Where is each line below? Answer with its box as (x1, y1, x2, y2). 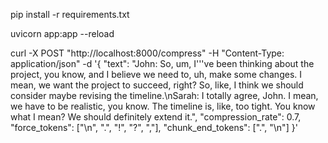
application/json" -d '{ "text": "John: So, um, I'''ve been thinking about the (10, 58, 315, 69)
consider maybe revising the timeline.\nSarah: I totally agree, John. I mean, (10, 90, 319, 101)
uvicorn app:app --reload (10, 28, 115, 39)
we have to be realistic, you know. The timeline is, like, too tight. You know (10, 100, 316, 112)
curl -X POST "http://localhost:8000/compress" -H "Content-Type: (10, 47, 285, 59)
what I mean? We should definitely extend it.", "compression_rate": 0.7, (10, 111, 302, 123)
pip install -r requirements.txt (10, 9, 130, 20)
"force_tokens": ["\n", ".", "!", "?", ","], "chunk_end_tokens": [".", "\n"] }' (10, 122, 298, 133)
